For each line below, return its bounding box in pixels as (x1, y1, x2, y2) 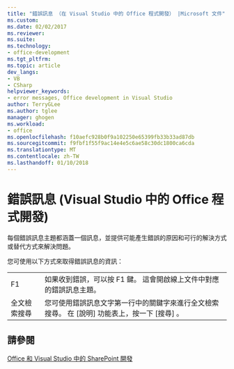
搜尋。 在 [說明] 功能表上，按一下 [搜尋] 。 (44, 308, 184, 318)
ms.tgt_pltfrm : (7, 56, 52, 63)
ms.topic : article (7, 62, 61, 69)
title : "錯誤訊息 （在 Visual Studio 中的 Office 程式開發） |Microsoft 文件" (7, 10, 226, 17)
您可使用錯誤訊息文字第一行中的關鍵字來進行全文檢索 (44, 298, 219, 308)
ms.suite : (7, 36, 36, 43)
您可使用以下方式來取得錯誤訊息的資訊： (7, 257, 123, 265)
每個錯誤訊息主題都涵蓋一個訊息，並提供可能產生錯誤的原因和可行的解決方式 (7, 233, 227, 241)
